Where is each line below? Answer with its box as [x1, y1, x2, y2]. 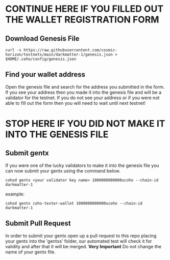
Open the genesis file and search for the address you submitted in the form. [5, 83, 165, 90]
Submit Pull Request [5, 219, 71, 228]
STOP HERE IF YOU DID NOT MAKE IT [5, 118, 165, 129]
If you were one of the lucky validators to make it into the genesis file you [5, 162, 159, 168]
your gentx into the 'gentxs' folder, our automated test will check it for [5, 238, 152, 244]
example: [5, 191, 25, 197]
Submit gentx [5, 149, 50, 158]
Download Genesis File [5, 34, 80, 43]
